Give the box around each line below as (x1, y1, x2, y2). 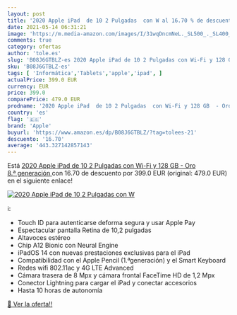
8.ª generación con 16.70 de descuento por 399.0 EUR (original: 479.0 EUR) (7, 169, 228, 178)
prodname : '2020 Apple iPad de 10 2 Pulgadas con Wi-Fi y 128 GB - (7, 103, 219, 110)
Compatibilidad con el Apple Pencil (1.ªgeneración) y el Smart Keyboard (17, 256, 226, 265)
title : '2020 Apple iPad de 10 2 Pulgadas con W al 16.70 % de (7, 17, 203, 24)
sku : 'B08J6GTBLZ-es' (7, 63, 71, 70)
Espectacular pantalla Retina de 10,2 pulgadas (17, 226, 152, 234)
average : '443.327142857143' (7, 142, 93, 149)
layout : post (7, 10, 46, 18)
